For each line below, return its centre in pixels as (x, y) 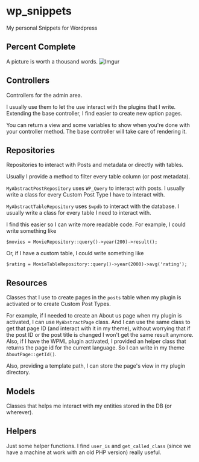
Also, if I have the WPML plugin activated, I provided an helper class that (96, 341)
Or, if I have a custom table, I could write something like (75, 253)
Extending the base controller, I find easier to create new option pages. (94, 113)
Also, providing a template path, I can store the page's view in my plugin (96, 366)
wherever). (20, 412)
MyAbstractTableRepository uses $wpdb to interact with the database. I (93, 206)
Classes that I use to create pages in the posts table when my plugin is (94, 298)
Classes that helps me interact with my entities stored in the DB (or (89, 406)
